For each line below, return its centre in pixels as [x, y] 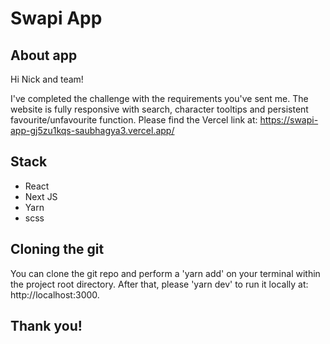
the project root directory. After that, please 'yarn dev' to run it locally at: [159, 284]
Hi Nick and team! [47, 79]
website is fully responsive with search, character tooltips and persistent [159, 109]
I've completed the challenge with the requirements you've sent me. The [159, 98]
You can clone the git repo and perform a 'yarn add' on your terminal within [165, 273]
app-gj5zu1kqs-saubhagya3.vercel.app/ [92, 130]
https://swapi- [289, 120]
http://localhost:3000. [55, 294]
